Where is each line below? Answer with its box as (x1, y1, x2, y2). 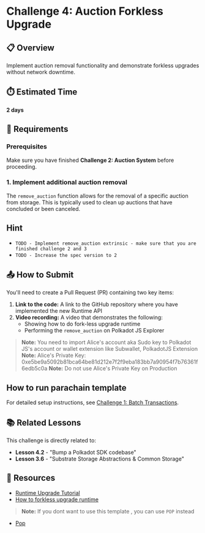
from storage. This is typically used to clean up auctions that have (6, 198, 173, 206)
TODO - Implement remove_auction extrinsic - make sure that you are (15, 240, 197, 247)
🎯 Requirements (6, 124, 69, 134)
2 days (6, 106, 24, 113)
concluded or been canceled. (6, 205, 81, 212)
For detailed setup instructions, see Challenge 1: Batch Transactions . (6, 399, 179, 406)
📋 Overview (6, 42, 55, 53)
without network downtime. (6, 69, 75, 75)
